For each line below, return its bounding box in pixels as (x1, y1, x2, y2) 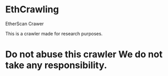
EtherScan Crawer (5, 21, 44, 27)
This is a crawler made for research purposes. (5, 30, 103, 36)
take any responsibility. (5, 60, 108, 71)
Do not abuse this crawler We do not (5, 49, 163, 60)
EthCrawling (5, 4, 59, 15)
